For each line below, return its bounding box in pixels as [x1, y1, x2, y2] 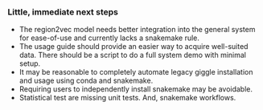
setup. [18, 59, 41, 68]
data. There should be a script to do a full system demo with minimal [18, 51, 247, 60]
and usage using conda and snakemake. [18, 75, 154, 86]
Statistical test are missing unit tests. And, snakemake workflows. [18, 93, 236, 103]
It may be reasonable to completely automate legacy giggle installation [18, 67, 253, 77]
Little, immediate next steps [7, 6, 118, 18]
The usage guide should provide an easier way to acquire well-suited [18, 42, 249, 51]
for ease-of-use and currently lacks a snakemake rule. [18, 33, 200, 43]
